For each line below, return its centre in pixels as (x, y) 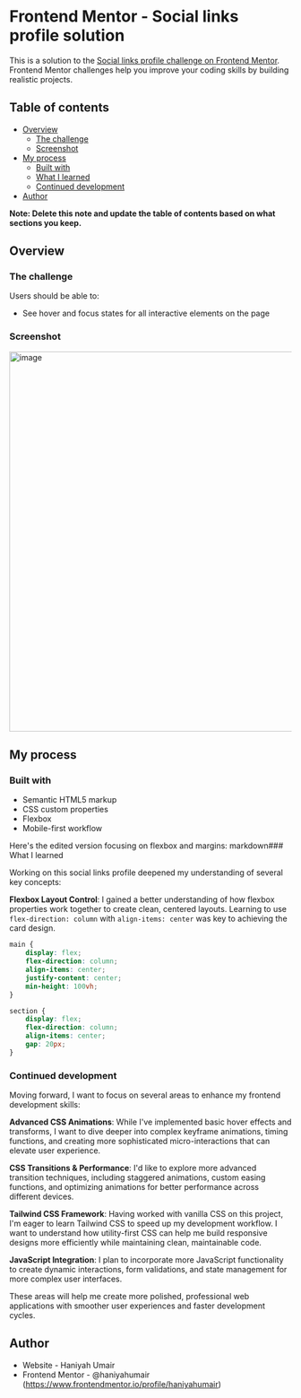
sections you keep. (46, 222)
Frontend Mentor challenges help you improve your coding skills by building (149, 70)
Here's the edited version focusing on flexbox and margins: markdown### (146, 846)
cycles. (22, 1316)
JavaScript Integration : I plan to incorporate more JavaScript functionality (146, 1260)
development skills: (45, 1105)
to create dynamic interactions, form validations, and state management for (148, 1270)
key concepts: (35, 882)
